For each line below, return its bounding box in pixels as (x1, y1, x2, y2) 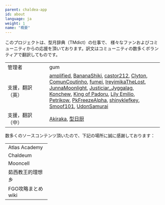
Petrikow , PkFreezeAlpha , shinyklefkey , (49, 97, 140, 103)
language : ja (5, 16, 32, 21)
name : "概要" (5, 26, 30, 30)
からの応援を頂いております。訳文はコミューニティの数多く (26, 46, 146, 51)
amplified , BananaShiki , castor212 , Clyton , (49, 72, 148, 79)
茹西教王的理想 (8, 169, 43, 176)
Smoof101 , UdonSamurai (49, 103, 109, 110)
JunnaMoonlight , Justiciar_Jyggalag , (49, 84, 134, 91)
